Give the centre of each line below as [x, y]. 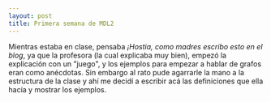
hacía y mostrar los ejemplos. [58, 89]
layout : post [30, 16]
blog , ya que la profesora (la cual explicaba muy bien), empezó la [118, 55]
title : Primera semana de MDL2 [61, 23]
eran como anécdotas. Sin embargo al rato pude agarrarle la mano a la [127, 72]
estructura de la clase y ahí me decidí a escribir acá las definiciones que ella [136, 81]
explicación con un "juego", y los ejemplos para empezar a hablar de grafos [135, 64]
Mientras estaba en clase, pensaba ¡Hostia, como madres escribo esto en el [135, 46]
